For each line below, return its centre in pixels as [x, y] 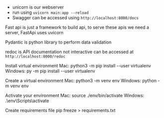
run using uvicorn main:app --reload [50, 12]
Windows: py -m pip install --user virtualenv [50, 71]
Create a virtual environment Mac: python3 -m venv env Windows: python [81, 81]
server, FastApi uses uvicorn [34, 32]
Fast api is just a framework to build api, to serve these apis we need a [77, 27]
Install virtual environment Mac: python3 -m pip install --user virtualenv [78, 66]
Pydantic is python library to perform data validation [58, 42]
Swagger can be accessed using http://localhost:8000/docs [75, 18]
